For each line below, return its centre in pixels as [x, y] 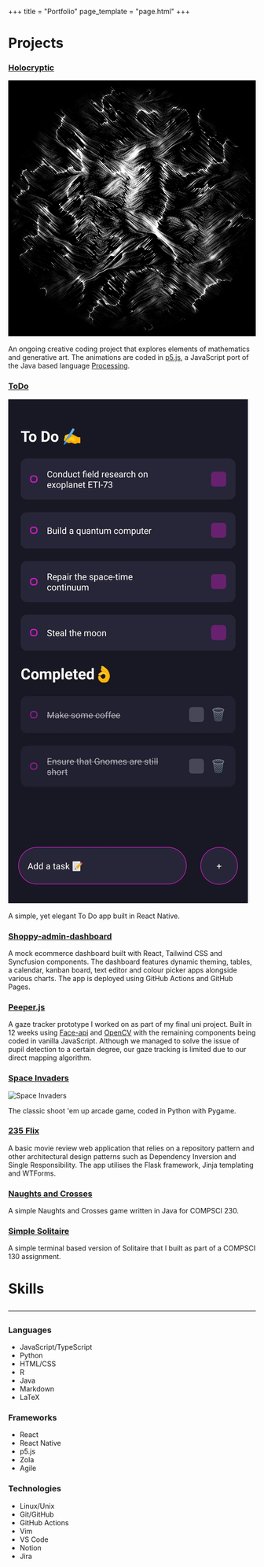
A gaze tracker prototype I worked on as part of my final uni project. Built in [130, 1024]
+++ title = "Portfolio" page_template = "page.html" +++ [99, 11]
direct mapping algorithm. [50, 1058]
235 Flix [24, 1131]
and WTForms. [32, 1173]
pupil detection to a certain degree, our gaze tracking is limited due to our [127, 1050]
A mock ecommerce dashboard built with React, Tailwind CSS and [115, 953]
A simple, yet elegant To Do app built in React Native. [94, 916]
